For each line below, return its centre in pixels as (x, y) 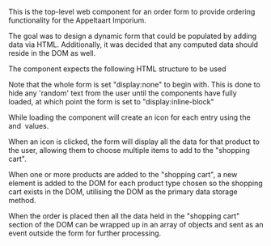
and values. (29, 126)
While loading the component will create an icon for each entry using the (129, 117)
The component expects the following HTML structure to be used (117, 69)
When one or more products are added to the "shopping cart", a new (123, 174)
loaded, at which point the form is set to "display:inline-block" (111, 102)
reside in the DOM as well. (52, 53)
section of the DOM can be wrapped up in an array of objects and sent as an (136, 225)
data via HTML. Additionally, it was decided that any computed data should (133, 45)
